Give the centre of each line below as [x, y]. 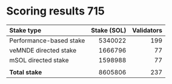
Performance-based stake [47, 40]
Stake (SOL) [108, 30]
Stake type [25, 30]
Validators [147, 30]
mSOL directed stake [39, 60]
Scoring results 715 [55, 11]
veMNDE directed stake [43, 50]
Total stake [26, 72]
